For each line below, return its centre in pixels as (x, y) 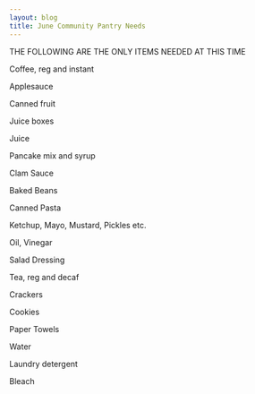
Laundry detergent (44, 364)
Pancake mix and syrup (52, 155)
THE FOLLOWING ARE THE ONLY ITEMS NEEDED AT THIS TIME (127, 51)
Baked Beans (34, 190)
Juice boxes (32, 121)
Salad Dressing (37, 260)
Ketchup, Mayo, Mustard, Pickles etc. (78, 225)
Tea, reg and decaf (44, 277)
